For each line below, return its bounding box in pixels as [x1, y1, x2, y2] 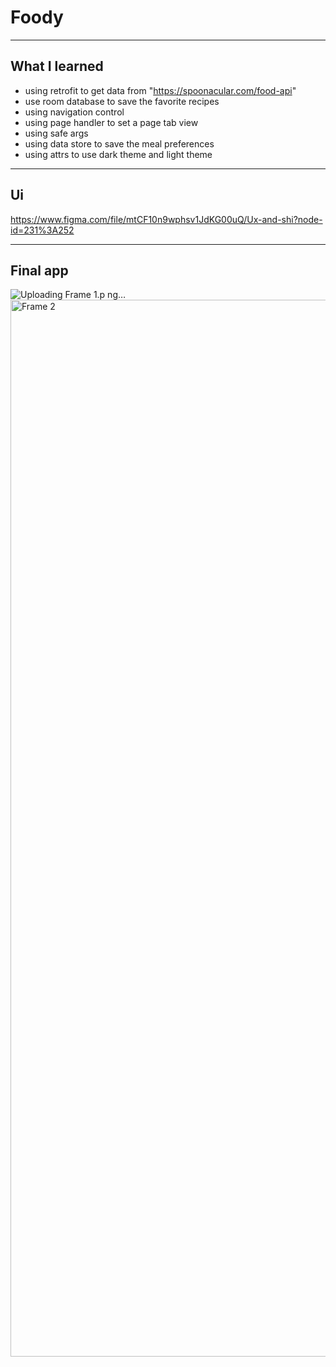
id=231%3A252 [10, 224, 75, 236]
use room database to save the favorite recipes [24, 95, 220, 107]
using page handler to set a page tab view [24, 116, 199, 128]
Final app [10, 262, 69, 279]
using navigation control [24, 106, 125, 118]
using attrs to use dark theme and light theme [24, 148, 213, 160]
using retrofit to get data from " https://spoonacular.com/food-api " [24, 84, 297, 96]
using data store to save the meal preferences [24, 137, 215, 150]
